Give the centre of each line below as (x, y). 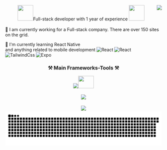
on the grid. (17, 35)
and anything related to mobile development (50, 50)
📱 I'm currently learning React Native (43, 44)
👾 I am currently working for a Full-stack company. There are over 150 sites (82, 30)
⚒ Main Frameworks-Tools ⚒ (83, 68)
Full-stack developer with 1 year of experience (81, 19)
